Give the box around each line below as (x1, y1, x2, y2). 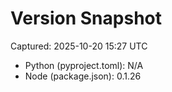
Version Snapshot (10, 7, 162, 30)
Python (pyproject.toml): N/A (24, 59, 144, 71)
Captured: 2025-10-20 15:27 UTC (10, 40, 148, 52)
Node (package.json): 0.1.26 (24, 70, 142, 82)
